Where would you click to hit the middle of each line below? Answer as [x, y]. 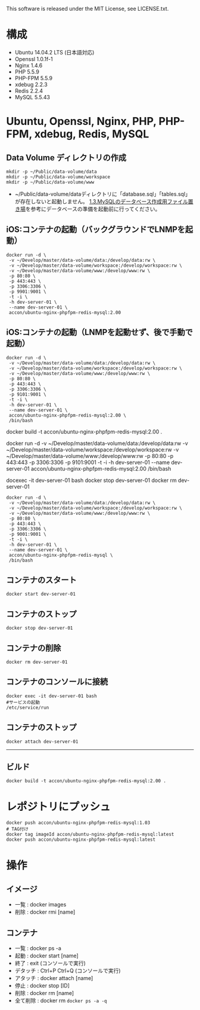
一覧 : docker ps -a [38, 948]
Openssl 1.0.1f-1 [34, 59]
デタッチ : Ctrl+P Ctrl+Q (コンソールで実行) [68, 971]
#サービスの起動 [23, 702]
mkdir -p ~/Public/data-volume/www [50, 182]
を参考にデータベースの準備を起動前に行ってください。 [93, 209]
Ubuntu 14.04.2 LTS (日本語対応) [54, 52]
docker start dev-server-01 [41, 594]
